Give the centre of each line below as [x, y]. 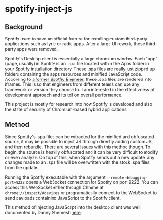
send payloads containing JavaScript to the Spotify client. [63, 198]
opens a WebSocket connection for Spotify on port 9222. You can [92, 182]
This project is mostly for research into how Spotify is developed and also [79, 104]
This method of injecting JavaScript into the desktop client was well [73, 207]
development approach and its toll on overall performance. [64, 95]
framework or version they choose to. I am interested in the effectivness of [80, 90]
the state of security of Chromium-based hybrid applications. [66, 109]
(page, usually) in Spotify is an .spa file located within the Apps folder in [77, 64]
